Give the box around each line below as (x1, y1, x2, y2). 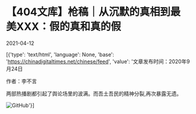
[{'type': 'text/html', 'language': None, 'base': (6, 51, 115, 58)
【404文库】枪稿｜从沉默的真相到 (6, 5, 171, 19)
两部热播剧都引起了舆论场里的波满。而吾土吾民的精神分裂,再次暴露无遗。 (6, 90, 183, 97)
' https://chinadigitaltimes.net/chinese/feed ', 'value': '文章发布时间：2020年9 (6, 58, 190, 65)
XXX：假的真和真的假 (16, 20, 122, 33)
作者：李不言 (6, 77, 37, 85)
